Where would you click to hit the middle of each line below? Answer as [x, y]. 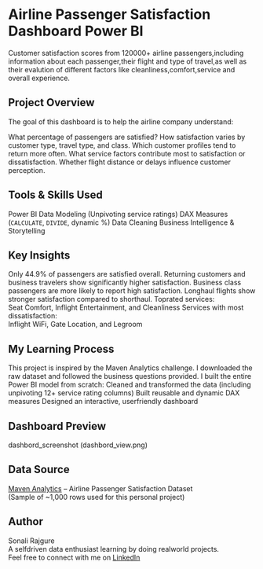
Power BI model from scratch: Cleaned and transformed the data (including [130, 385]
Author [26, 521]
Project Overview [51, 103]
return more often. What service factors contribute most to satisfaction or [127, 153]
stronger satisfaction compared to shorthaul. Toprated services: [111, 299]
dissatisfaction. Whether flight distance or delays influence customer [120, 162]
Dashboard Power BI [76, 31]
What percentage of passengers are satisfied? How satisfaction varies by [127, 137]
